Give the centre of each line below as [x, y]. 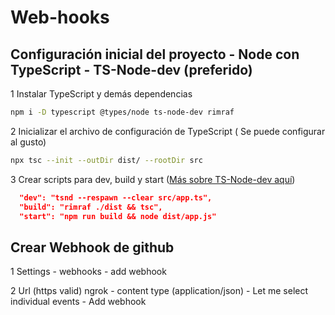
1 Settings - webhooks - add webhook [88, 272]
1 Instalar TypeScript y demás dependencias [101, 94]
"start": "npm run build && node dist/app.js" [118, 216]
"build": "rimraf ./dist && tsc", [91, 207]
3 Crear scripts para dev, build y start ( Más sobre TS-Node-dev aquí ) [153, 179]
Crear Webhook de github [92, 247]
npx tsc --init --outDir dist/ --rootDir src [106, 160]
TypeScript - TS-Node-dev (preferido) [131, 69]
